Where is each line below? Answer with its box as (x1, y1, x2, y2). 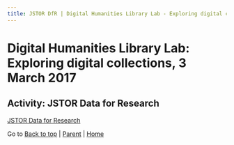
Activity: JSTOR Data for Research (7, 98, 159, 109)
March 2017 (7, 70, 77, 86)
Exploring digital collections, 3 (7, 55, 187, 70)
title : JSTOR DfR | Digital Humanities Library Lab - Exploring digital (7, 10, 223, 17)
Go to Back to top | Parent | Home (7, 130, 104, 138)
